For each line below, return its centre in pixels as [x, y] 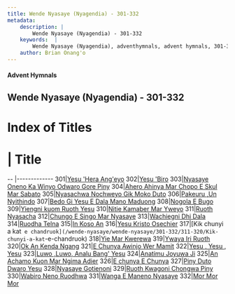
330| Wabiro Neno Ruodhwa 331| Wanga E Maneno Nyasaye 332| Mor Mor [113, 276]
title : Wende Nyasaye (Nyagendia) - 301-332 [73, 14]
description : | [42, 27]
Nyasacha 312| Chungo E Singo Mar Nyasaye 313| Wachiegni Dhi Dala [107, 216]
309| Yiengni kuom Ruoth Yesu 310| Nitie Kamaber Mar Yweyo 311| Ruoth [110, 208]
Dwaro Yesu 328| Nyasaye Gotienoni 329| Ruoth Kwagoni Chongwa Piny [110, 268]
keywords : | [39, 40]
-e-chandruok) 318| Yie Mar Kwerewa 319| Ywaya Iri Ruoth [127, 239]
